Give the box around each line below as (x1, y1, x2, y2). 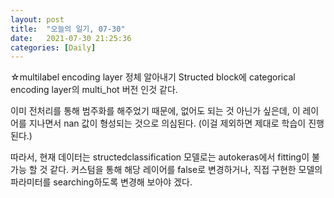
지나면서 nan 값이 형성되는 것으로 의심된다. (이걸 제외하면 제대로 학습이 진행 (28, 117, 325, 130)
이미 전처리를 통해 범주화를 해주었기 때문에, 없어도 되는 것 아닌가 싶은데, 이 (10, 105, 301, 117)
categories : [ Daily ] (10, 42, 97, 53)
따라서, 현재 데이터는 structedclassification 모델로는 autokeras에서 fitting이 (10, 151, 310, 163)
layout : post (10, 14, 65, 25)
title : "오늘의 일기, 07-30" (10, 24, 126, 34)
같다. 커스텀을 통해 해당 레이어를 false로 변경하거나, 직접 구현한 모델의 (49, 164, 323, 176)
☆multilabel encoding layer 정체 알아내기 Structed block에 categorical (10, 71, 296, 83)
